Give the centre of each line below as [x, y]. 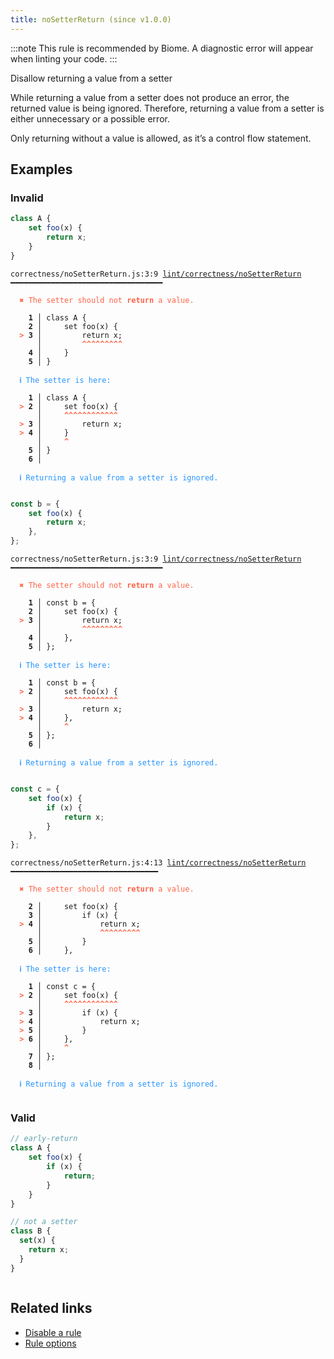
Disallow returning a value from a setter [91, 78]
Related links [51, 1308]
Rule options [50, 1343]
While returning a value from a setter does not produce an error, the [150, 97]
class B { [31, 1231]
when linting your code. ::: [64, 58]
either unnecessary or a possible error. [90, 118]
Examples [41, 169]
